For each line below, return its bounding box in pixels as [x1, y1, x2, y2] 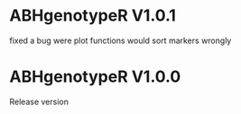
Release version [9, 96, 70, 107]
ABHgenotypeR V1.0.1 [9, 5, 176, 26]
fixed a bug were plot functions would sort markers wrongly [9, 35, 232, 46]
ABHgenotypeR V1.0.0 [9, 66, 181, 87]
